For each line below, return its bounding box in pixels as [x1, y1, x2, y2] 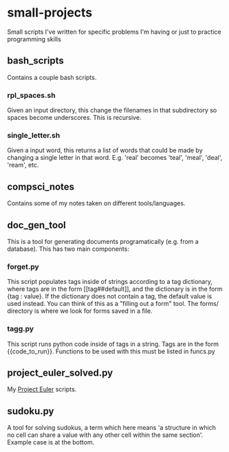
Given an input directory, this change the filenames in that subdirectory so [7, 106, 217, 114]
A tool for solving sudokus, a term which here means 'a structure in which [7, 424, 217, 432]
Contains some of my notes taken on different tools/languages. [7, 199, 186, 207]
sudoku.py [7, 405, 54, 417]
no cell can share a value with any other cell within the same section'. [7, 431, 204, 439]
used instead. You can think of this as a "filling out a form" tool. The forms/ [7, 300, 219, 308]
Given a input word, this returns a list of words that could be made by [7, 146, 203, 154]
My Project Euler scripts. [7, 385, 77, 393]
